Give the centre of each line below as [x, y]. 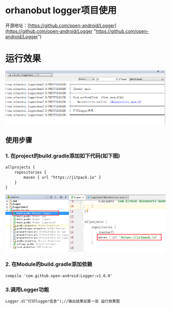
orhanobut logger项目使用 [61, 10]
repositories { [31, 173]
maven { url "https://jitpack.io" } [62, 178]
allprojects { [20, 167]
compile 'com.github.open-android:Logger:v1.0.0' [59, 276]
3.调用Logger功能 [27, 289]
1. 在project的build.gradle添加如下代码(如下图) [63, 156]
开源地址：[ [17, 25]
